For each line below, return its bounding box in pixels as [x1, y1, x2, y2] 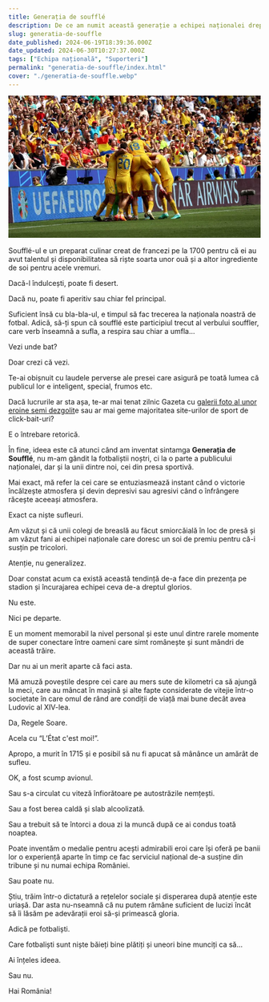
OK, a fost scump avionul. [8, 773, 94, 783]
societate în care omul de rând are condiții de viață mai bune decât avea [8, 694, 247, 703]
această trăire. [8, 646, 56, 655]
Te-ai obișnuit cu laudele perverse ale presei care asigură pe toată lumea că [8, 372, 259, 382]
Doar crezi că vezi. [8, 357, 70, 367]
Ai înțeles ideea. [8, 955, 62, 964]
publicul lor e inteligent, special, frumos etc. [8, 381, 153, 391]
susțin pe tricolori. [8, 542, 68, 552]
